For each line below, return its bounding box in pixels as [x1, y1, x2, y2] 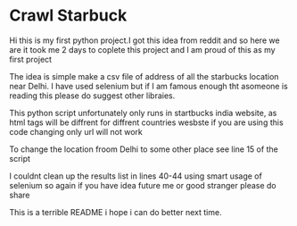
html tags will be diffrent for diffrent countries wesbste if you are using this [9, 117, 284, 128]
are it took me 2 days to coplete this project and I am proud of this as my [9, 44, 276, 54]
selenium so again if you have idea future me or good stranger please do [9, 180, 276, 190]
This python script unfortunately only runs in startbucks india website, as [9, 107, 277, 118]
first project [9, 54, 52, 64]
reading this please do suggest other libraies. [9, 90, 176, 101]
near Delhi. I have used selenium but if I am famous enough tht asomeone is [9, 80, 288, 91]
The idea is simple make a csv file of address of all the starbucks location [9, 71, 279, 81]
